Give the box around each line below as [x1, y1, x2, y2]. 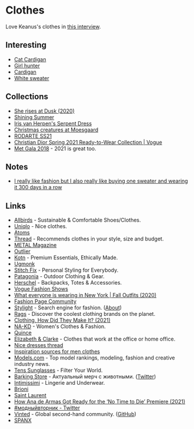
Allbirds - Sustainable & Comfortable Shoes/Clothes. [14, 216, 142, 224]
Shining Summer [14, 113, 55, 121]
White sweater [14, 74, 49, 81]
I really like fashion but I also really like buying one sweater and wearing [14, 177, 189, 184]
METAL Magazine [14, 242, 57, 249]
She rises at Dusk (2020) [14, 107, 75, 114]
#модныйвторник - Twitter [14, 404, 81, 411]
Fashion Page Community [14, 298, 77, 305]
